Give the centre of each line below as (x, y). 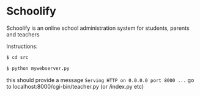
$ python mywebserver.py (38, 68)
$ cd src (17, 57)
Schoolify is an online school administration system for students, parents (98, 28)
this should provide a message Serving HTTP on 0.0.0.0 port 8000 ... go (100, 80)
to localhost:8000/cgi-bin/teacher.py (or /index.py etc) (75, 86)
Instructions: (22, 46)
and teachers (23, 34)
